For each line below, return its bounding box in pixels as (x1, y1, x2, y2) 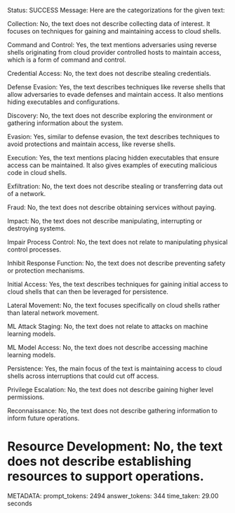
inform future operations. (7, 414, 80, 422)
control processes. (7, 245, 62, 254)
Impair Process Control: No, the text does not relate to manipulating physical (7, 238, 228, 246)
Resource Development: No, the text (7, 439, 223, 455)
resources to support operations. (7, 469, 205, 484)
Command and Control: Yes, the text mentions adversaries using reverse (7, 41, 217, 48)
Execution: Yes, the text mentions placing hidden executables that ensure (7, 154, 220, 162)
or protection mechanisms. (7, 266, 86, 275)
